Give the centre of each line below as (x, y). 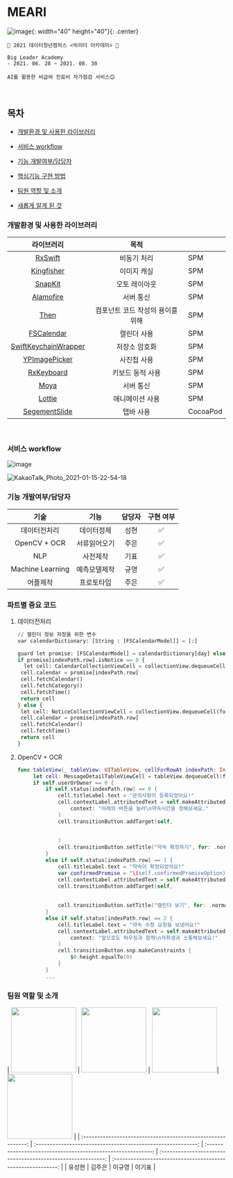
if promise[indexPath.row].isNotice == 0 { (81, 660)
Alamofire (48, 297)
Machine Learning (40, 569)
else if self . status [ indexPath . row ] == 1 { (109, 861)
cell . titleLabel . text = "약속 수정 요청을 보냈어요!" (129, 924)
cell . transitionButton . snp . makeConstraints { (125, 951)
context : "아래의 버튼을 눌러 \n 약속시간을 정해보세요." (140, 809)
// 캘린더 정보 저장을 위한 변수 (57, 634)
